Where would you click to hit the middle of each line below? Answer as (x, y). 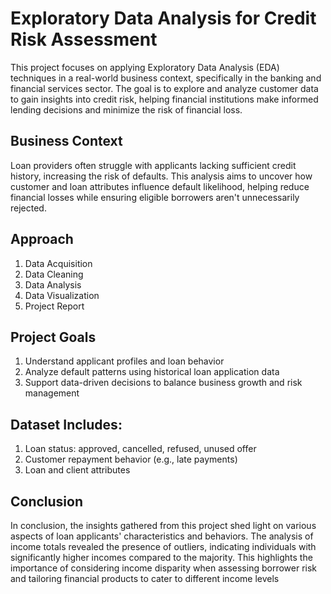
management (52, 393)
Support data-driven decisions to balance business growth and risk (163, 383)
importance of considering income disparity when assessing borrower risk (164, 568)
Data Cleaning (54, 274)
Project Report (54, 306)
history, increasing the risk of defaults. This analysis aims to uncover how (161, 176)
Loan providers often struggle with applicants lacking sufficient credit (153, 165)
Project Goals (53, 337)
